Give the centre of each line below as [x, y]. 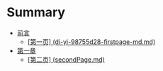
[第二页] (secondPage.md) [66, 59]
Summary [36, 12]
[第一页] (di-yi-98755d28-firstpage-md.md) [91, 42]
